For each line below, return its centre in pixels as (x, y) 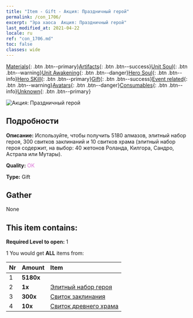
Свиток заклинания (78, 297)
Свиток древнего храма (84, 306)
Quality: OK (20, 165)
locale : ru (19, 33)
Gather (19, 195)
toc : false (19, 45)
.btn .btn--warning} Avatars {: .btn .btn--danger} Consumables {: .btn (87, 85)
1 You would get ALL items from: (45, 253)
